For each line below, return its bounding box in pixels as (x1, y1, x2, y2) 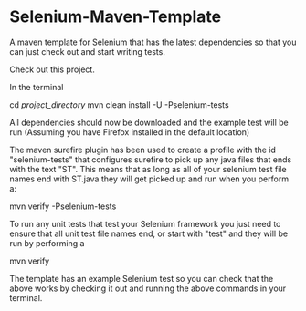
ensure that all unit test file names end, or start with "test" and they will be (9, 228, 289, 239)
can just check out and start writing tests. (9, 46, 166, 57)
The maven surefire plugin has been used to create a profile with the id (9, 144, 277, 155)
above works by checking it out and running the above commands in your (9, 283, 287, 294)
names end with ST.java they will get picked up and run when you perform (9, 173, 290, 184)
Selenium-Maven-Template (9, 6, 222, 27)
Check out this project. (9, 64, 96, 75)
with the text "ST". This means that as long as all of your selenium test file (9, 163, 287, 174)
